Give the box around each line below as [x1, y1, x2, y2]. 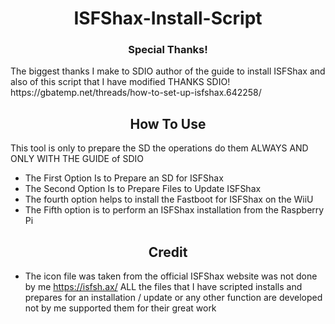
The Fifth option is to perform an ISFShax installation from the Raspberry [24, 204, 325, 216]
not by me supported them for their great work [24, 302, 217, 314]
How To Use [129, 115, 207, 132]
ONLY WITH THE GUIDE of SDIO [10, 153, 145, 165]
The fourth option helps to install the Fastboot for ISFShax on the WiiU [24, 193, 314, 206]
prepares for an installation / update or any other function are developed [24, 292, 323, 304]
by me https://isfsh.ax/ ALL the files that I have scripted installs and [24, 281, 303, 293]
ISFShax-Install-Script [73, 7, 263, 30]
